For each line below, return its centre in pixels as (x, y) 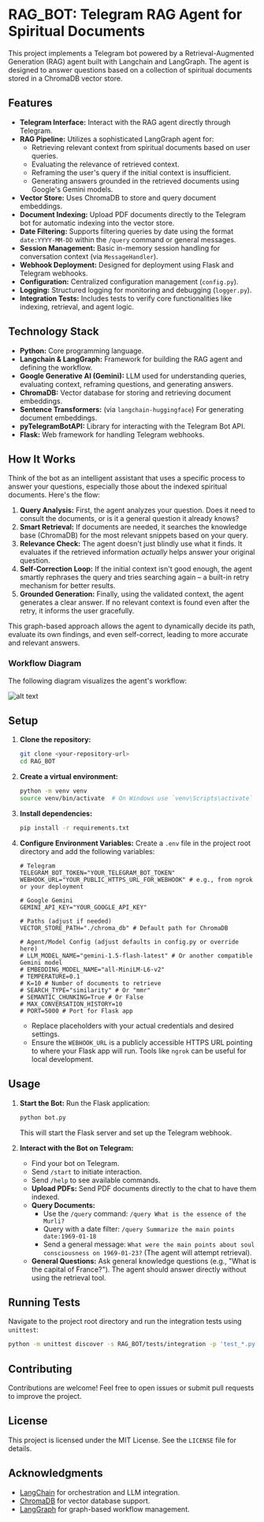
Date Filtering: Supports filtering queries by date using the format (126, 231)
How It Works (42, 459)
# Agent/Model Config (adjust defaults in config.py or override (129, 942)
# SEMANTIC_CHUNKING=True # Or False (82, 997)
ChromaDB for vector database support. (85, 1501)
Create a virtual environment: (69, 777)
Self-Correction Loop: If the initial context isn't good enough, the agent (136, 569)
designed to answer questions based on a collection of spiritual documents (130, 69)
